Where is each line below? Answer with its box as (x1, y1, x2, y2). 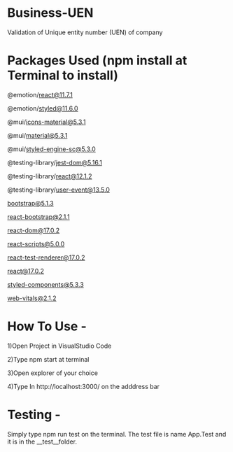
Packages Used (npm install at (7, 52, 188, 69)
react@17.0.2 (7, 267, 44, 275)
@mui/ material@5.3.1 (7, 131, 68, 139)
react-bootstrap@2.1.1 (7, 212, 70, 221)
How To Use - (7, 318, 87, 334)
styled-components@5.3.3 (7, 280, 84, 288)
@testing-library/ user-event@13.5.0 (7, 185, 111, 194)
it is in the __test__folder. (7, 437, 78, 446)
